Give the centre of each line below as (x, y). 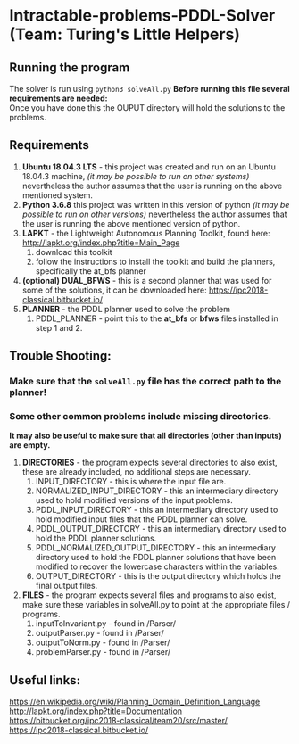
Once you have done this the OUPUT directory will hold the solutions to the (147, 107)
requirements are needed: (58, 98)
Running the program (70, 67)
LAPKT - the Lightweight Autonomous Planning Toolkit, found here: (146, 233)
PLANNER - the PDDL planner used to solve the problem (126, 309)
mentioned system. (58, 195)
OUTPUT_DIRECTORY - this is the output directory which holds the (158, 576)
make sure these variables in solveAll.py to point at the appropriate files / (156, 605)
